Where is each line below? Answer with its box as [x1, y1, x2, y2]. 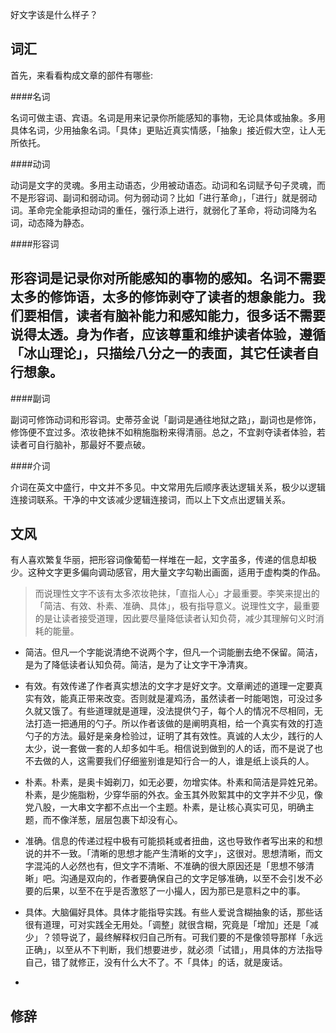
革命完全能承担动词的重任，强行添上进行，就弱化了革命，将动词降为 [27, 204, 308, 216]
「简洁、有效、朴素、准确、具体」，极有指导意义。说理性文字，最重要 [34, 600, 320, 612]
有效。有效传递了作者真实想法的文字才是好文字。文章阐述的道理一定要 [24, 680, 315, 692]
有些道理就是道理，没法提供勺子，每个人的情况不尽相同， [77, 705, 315, 717]
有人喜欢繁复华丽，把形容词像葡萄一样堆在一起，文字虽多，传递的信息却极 [10, 554, 317, 566]
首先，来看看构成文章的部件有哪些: [10, 69, 154, 81]
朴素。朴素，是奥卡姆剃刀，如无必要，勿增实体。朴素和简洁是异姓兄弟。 [24, 776, 323, 788]
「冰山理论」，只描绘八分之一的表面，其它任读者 [10, 345, 307, 362]
